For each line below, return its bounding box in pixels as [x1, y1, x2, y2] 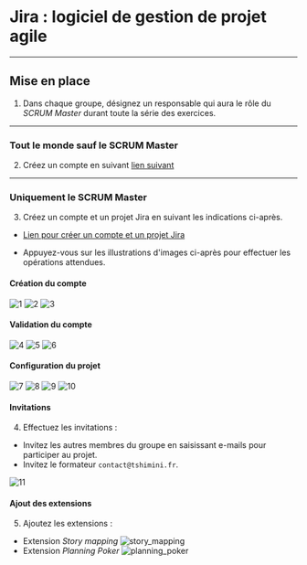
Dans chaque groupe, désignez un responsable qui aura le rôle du [22, 98, 271, 109]
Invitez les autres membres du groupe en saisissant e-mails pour [22, 440, 267, 451]
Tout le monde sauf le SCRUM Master [9, 139, 178, 152]
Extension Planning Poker [22, 546, 121, 557]
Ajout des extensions [9, 497, 92, 508]
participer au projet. [22, 450, 98, 461]
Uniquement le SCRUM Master [9, 190, 148, 203]
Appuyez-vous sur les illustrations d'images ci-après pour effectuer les [22, 247, 291, 258]
